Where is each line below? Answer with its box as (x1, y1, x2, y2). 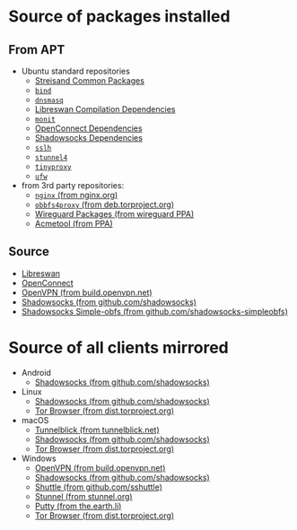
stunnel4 (34, 153, 68, 162)
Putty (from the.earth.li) (34, 500, 122, 511)
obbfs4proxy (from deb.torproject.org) (34, 199, 175, 210)
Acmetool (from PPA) (34, 218, 113, 229)
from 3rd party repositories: (21, 180, 125, 190)
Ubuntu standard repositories (21, 65, 131, 76)
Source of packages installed (8, 6, 231, 27)
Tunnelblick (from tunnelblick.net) (34, 424, 161, 435)
